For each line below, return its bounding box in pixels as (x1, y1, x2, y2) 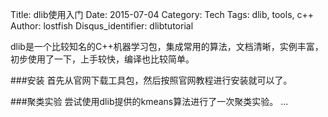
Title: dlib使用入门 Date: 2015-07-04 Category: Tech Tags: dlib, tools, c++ (10, 9, 315, 20)
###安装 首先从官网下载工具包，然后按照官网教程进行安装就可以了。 (10, 74, 293, 86)
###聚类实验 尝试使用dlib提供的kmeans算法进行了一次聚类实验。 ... (10, 96, 289, 107)
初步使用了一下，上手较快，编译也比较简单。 (10, 53, 195, 65)
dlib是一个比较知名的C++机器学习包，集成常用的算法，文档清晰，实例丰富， (10, 41, 324, 52)
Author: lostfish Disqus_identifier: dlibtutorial (10, 20, 194, 32)
